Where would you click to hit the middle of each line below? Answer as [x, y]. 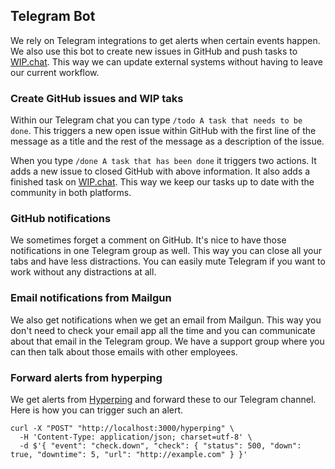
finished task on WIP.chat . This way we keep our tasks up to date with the [162, 182]
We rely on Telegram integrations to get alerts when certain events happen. [165, 40]
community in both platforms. [71, 193]
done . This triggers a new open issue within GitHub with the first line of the [163, 131]
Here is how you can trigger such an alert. [97, 410]
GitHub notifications [61, 219]
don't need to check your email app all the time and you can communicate [163, 330]
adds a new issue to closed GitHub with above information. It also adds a [160, 171]
